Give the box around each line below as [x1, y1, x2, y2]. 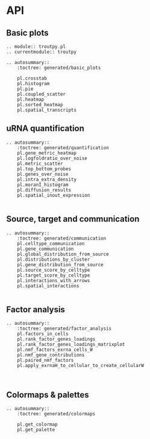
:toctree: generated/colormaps [17, 411, 96, 417]
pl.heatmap [17, 97, 45, 103]
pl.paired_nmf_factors [17, 357, 74, 364]
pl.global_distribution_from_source [17, 251, 110, 257]
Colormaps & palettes [6, 389, 89, 400]
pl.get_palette [17, 427, 55, 433]
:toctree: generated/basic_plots [17, 65, 101, 71]
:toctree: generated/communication [17, 235, 107, 242]
